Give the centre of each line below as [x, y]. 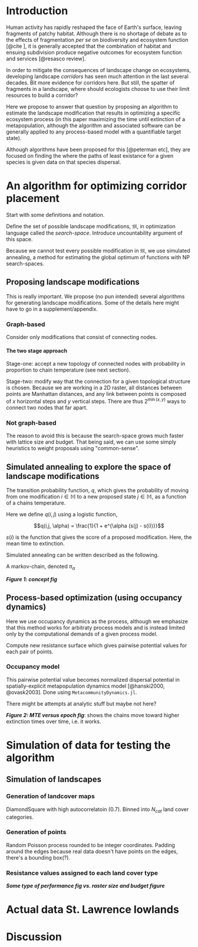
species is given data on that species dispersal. [64, 162]
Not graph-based [31, 422]
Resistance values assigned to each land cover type [82, 873]
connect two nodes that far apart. [47, 407]
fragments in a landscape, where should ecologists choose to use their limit [98, 89]
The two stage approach [37, 350]
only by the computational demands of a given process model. [82, 634]
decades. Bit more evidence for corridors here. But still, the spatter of [90, 82]
